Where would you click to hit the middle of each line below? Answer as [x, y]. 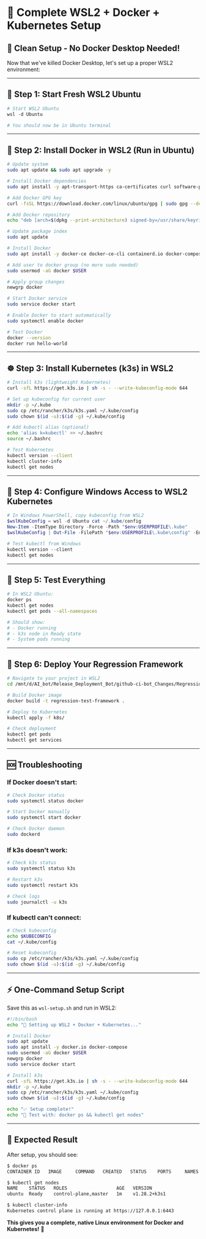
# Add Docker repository [39, 215]
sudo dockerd [24, 834]
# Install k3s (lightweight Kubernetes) [59, 383]
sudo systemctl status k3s [41, 869]
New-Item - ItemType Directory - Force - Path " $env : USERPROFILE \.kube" [97, 527]
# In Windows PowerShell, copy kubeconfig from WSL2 [75, 516]
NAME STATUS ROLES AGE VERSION [79, 1188]
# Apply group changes [36, 282]
